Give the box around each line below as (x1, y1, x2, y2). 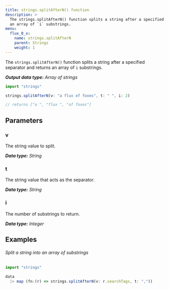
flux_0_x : (10, 31, 30, 36)
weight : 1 (14, 45, 35, 50)
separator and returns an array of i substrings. (5, 64, 103, 70)
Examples (5, 235, 37, 243)
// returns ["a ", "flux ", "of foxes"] (5, 102, 92, 107)
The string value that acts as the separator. (5, 177, 95, 183)
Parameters (5, 116, 43, 125)
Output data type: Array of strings (5, 74, 78, 80)
